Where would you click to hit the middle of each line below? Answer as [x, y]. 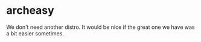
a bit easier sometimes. [35, 33]
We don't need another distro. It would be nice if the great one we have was [101, 27]
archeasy [30, 10]
